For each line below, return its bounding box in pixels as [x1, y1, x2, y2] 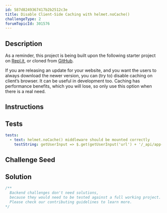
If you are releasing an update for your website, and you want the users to [5, 67, 157, 73]
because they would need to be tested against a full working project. [9, 195, 162, 200]
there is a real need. [5, 89, 46, 95]
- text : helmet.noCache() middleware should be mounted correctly [9, 137, 150, 143]
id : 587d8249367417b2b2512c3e [5, 7, 68, 12]
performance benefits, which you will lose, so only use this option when [5, 83, 153, 89]
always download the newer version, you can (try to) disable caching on [5, 73, 153, 79]
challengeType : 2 [5, 16, 41, 21]
